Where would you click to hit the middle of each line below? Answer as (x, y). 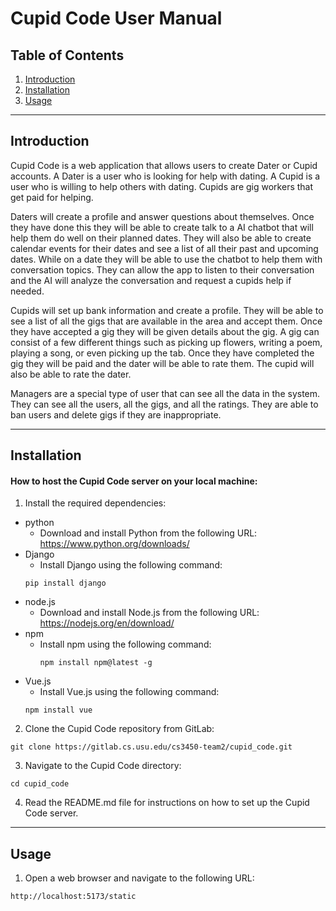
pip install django (65, 583)
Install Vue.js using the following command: (129, 692)
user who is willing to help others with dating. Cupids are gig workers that (162, 186)
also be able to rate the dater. (71, 374)
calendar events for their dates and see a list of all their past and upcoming (164, 248)
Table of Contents (67, 55)
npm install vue (58, 710)
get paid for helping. (52, 197)
